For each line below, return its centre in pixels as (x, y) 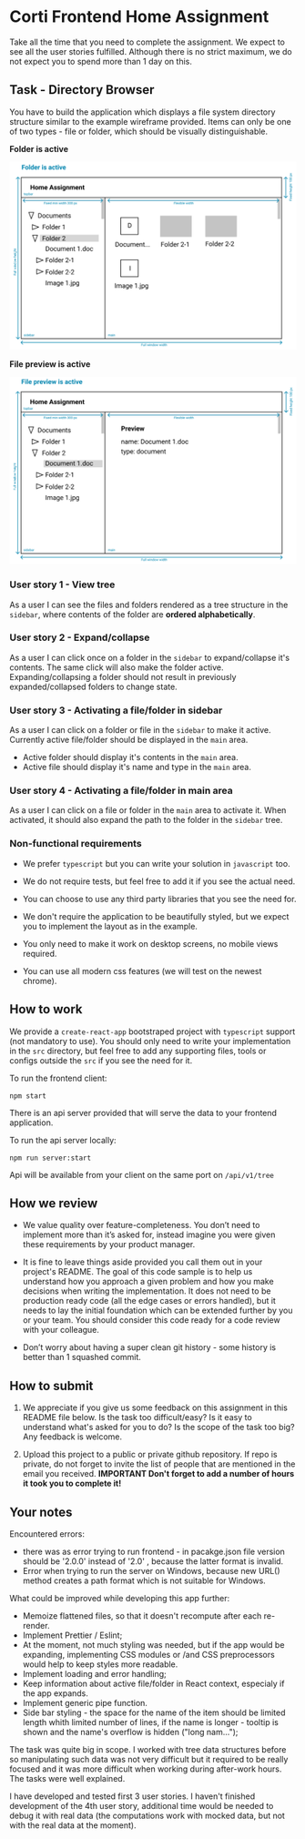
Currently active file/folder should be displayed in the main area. (129, 740)
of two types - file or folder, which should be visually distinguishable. (139, 131)
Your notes (41, 1512)
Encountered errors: (47, 1534)
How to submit (51, 1386)
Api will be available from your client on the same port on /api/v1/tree (142, 1174)
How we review (54, 1203)
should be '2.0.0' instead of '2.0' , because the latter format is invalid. (153, 1561)
